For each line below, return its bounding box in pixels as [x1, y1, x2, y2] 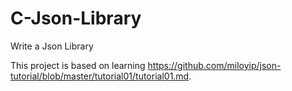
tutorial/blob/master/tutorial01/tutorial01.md [10, 70, 190, 82]
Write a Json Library [10, 40, 94, 52]
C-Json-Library [10, 7, 142, 30]
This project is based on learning [10, 59, 146, 71]
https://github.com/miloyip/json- [147, 59, 282, 71]
